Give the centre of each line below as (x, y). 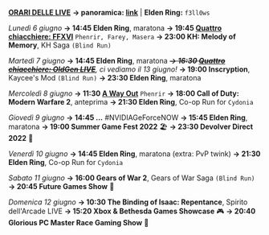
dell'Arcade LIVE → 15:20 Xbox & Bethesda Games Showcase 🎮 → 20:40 (132, 211)
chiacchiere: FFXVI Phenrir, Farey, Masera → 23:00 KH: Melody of (122, 37)
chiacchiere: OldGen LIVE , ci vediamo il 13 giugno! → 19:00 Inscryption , (129, 69)
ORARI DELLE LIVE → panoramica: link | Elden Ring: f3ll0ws (109, 12)
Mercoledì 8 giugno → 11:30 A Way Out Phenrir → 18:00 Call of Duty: (124, 93)
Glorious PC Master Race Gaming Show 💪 (79, 223)
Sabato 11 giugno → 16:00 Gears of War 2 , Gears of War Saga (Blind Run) (132, 178)
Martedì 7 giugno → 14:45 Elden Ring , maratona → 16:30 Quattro (117, 61)
